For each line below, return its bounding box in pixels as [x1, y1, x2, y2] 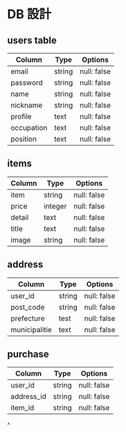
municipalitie [10, 325, 52, 334]
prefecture [10, 313, 45, 323]
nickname [10, 101, 43, 110]
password [10, 78, 43, 87]
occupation [10, 123, 48, 132]
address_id [10, 392, 47, 401]
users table [7, 34, 57, 46]
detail [10, 212, 29, 222]
